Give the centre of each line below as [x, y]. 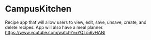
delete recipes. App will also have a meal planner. [54, 27]
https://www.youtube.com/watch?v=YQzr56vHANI [55, 32]
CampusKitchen [38, 9]
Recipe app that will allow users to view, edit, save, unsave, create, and [76, 22]
